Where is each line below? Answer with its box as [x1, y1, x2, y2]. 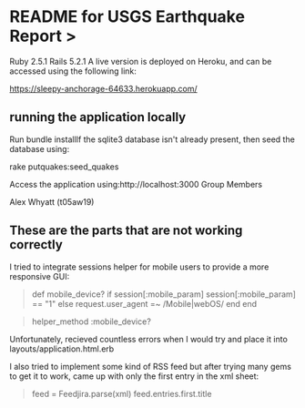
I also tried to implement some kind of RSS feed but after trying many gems [9, 361, 291, 372]
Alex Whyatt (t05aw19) [9, 196, 95, 207]
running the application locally [9, 109, 187, 125]
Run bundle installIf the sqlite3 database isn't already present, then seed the [9, 134, 296, 145]
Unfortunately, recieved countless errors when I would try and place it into [9, 333, 289, 344]
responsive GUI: [9, 270, 70, 281]
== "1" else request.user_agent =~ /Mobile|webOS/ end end [31, 298, 258, 309]
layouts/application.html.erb [9, 343, 115, 354]
